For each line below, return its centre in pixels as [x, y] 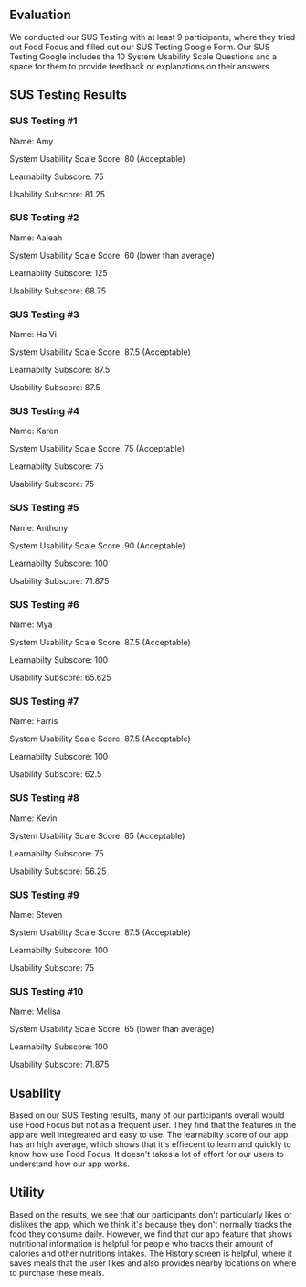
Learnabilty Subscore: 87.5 [60, 370]
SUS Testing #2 [44, 218]
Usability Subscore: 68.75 [58, 291]
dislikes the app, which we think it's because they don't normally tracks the [151, 1224]
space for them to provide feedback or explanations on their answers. [141, 66]
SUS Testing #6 [44, 604]
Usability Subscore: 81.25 [58, 194]
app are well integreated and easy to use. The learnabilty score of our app [149, 1134]
